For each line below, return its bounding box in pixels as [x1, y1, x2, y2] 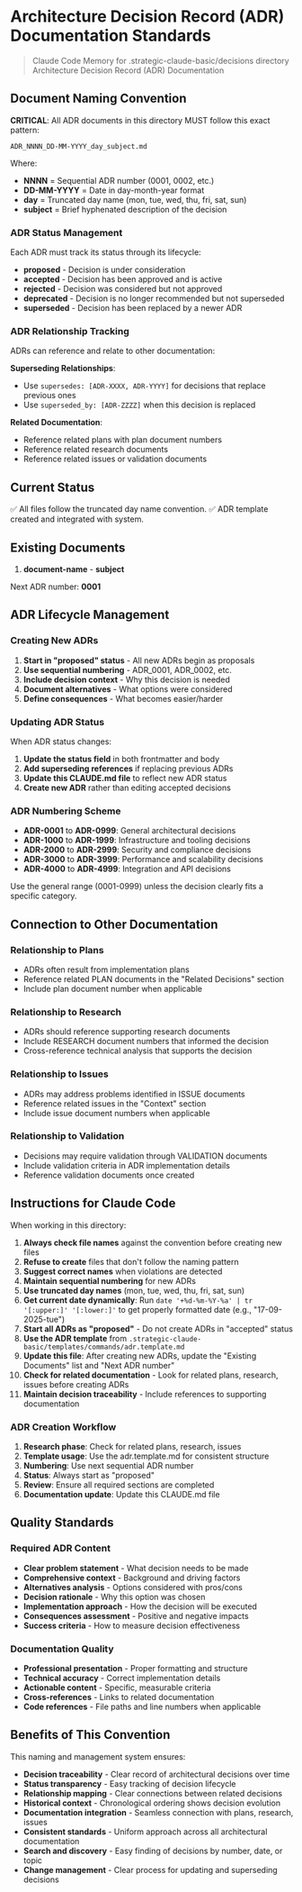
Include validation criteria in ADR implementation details [22, 1160, 230, 1170]
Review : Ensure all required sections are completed [22, 1479, 215, 1490]
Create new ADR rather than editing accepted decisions [22, 782, 232, 793]
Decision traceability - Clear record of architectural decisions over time [22, 1769, 290, 1779]
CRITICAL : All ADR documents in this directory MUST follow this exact [10, 114, 271, 125]
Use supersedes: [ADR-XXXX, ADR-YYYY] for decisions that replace [22, 380, 266, 391]
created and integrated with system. [10, 514, 145, 524]
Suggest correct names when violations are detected [22, 1266, 223, 1277]
